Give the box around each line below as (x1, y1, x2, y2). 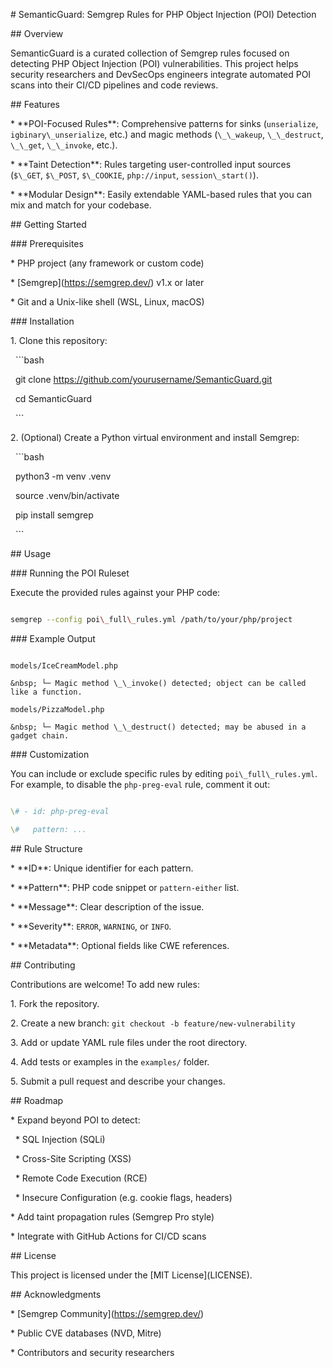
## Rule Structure (10, 842, 83, 854)
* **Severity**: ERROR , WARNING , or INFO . (10, 920, 172, 932)
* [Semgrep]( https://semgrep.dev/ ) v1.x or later (10, 277, 205, 288)
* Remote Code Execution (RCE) (14, 1172, 148, 1184)
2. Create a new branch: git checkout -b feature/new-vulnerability (10, 1017, 296, 1029)
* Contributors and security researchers (10, 1346, 175, 1358)
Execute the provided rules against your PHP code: (10, 587, 221, 598)
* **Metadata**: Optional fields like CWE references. (10, 939, 230, 951)
